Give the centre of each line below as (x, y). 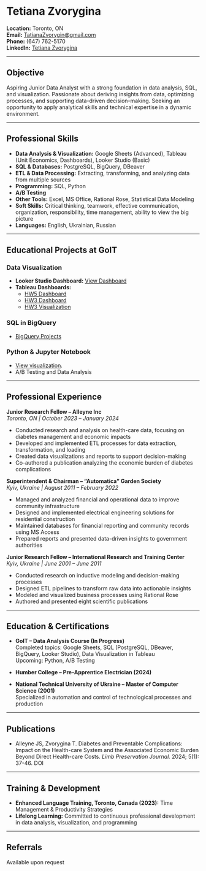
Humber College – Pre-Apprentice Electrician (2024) (83, 672)
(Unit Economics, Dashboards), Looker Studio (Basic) (82, 160)
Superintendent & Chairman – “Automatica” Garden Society (84, 481)
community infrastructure (47, 506)
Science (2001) (35, 691)
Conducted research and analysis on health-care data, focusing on (100, 430)
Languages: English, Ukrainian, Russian (66, 225)
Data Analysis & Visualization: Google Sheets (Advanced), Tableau (101, 153)
